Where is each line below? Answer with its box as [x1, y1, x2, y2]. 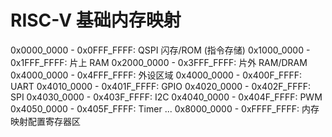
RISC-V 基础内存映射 [10, 9, 182, 32]
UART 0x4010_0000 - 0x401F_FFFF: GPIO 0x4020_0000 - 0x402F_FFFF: [10, 80, 312, 92]
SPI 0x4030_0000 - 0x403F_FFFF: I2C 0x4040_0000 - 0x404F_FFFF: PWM [10, 91, 323, 103]
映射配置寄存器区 [10, 115, 81, 127]
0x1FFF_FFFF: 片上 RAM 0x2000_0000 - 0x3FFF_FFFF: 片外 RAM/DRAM [10, 56, 308, 68]
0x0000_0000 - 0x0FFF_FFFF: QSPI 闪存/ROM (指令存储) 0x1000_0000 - [10, 44, 311, 56]
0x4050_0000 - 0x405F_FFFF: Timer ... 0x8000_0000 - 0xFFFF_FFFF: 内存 [10, 102, 320, 115]
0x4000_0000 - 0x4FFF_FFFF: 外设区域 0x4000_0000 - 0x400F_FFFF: [10, 69, 303, 81]
